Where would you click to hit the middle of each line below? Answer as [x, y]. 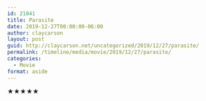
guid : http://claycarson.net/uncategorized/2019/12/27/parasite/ [103, 46]
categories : [24, 59]
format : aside [28, 71]
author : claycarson [35, 33]
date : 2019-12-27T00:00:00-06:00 [55, 26]
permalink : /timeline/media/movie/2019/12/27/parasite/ [89, 53]
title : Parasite [30, 20]
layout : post [26, 39]
